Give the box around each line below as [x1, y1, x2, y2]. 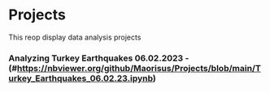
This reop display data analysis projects [8, 32, 142, 42]
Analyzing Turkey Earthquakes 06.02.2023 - [8, 52, 189, 64]
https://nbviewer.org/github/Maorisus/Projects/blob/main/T [16, 62, 262, 73]
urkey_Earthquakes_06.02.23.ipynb [8, 73, 153, 84]
